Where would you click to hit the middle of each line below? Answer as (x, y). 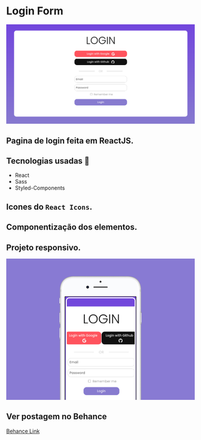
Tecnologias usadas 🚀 (48, 161)
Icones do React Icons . (49, 207)
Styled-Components (40, 188)
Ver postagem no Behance (57, 417)
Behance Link (23, 431)
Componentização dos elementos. (72, 227)
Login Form (35, 11)
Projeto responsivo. (44, 247)
